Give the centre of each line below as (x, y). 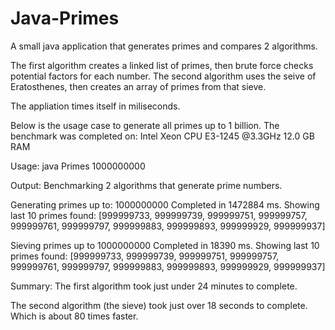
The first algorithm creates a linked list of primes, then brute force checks (162, 65)
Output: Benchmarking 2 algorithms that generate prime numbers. (146, 185)
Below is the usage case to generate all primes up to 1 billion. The (145, 125)
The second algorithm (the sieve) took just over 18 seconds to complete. (159, 305)
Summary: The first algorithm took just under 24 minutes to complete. (154, 286)
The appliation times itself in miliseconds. (95, 106)
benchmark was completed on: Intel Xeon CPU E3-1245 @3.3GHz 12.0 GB (162, 136)
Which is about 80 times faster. (74, 316)
